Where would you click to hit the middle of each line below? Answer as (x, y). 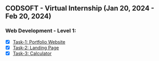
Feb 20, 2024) (28, 17)
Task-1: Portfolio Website (39, 42)
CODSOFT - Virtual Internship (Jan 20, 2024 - (80, 8)
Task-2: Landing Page (36, 47)
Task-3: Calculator (32, 53)
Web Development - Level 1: (41, 31)
